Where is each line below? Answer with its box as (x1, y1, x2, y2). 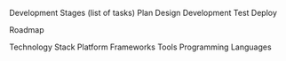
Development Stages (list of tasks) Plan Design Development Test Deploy (9, 8, 278, 18)
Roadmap (9, 25, 44, 34)
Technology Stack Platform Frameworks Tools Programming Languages (9, 42, 273, 52)
